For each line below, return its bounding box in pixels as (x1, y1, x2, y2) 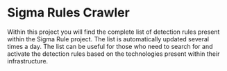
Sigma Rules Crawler (7, 5, 130, 21)
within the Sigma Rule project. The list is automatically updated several (7, 34, 210, 43)
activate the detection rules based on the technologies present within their (7, 50, 220, 58)
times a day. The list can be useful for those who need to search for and (7, 42, 213, 50)
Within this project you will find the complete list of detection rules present (7, 28, 220, 36)
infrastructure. (7, 57, 49, 65)
